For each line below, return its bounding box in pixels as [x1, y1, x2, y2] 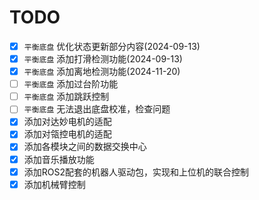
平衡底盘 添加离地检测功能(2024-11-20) [23, 66, 181, 78]
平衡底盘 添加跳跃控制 [23, 91, 110, 103]
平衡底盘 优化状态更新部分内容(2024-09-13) [23, 40, 201, 52]
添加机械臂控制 [23, 178, 86, 190]
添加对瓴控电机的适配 [23, 128, 112, 140]
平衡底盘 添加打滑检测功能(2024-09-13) [23, 53, 183, 65]
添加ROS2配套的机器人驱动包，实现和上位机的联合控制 [23, 166, 250, 178]
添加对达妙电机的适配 [23, 116, 112, 128]
